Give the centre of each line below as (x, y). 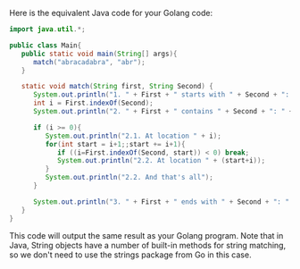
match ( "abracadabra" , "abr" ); (89, 62)
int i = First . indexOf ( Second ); (93, 103)
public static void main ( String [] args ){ (99, 54)
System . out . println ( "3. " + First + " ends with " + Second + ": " (161, 202)
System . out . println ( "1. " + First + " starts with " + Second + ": (161, 95)
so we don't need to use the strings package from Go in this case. (130, 255)
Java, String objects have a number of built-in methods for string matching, (148, 245)
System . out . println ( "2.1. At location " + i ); (133, 136)
